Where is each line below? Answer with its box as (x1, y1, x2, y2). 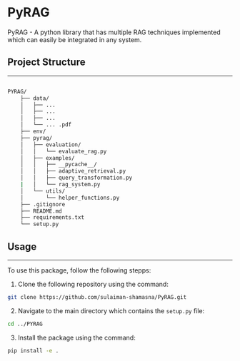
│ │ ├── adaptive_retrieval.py (20, 168, 126, 175)
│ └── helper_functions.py (20, 194, 120, 201)
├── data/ (20, 94, 50, 102)
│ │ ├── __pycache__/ (20, 161, 98, 168)
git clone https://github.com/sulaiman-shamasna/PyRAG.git (7, 293, 187, 300)
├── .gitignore (20, 200, 66, 208)
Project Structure (7, 56, 86, 68)
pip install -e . (7, 347, 59, 354)
